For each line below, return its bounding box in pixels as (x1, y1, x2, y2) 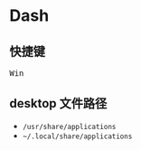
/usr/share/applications (22, 122, 117, 131)
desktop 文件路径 (9, 96, 108, 111)
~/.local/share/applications (22, 132, 133, 141)
